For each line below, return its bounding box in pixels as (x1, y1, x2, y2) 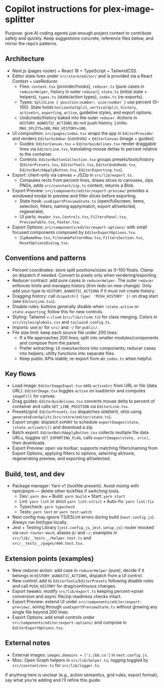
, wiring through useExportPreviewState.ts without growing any (30, 604, 158, 610)
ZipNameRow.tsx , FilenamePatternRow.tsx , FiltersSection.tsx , (19, 234, 144, 240)
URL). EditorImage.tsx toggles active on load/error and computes (12, 388, 145, 394)
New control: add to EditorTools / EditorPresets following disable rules (12, 578, 154, 584)
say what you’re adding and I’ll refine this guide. (5, 677, 102, 683)
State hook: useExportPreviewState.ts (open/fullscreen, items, (19, 198, 145, 204)
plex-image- (103, 3, 155, 15)
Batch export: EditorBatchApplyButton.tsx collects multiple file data (12, 430, 149, 435)
